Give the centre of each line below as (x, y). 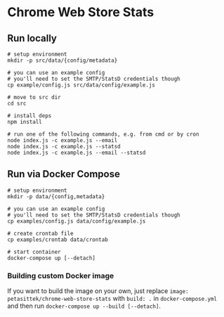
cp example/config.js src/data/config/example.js (81, 85)
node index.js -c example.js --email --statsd (77, 153)
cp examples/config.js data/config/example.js (77, 221)
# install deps (29, 116)
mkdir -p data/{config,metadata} (56, 196)
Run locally (32, 38)
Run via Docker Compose (64, 174)
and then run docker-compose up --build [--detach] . (84, 306)
